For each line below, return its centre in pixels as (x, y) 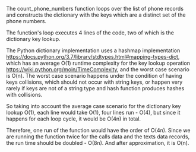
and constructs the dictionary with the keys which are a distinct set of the (96, 15)
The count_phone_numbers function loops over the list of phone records (95, 9)
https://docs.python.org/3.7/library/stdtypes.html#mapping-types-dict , (93, 57)
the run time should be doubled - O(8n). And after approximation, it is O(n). (98, 143)
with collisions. (24, 95)
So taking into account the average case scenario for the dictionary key (94, 106)
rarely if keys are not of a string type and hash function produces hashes (95, 88)
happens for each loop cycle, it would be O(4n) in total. (74, 119)
